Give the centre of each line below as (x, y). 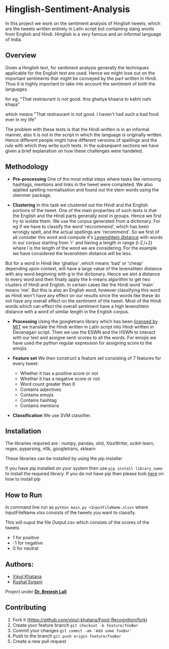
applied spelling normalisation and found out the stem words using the (86, 190)
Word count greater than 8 (48, 384)
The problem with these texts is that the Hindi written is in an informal (77, 129)
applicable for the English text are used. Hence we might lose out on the (80, 73)
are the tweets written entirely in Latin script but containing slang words (80, 28)
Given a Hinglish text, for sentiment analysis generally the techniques (77, 67)
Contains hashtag (38, 400)
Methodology (27, 167)
